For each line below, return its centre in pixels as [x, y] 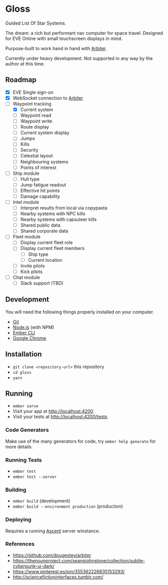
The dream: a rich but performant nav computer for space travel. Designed [84, 33]
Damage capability [40, 196]
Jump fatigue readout [43, 184]
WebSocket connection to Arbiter [48, 98]
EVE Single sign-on [33, 92]
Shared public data [40, 225]
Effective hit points [40, 191]
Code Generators [27, 430]
